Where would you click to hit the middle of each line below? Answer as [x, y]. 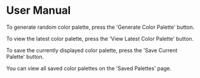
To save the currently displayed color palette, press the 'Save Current [92, 50]
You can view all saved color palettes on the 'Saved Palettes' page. [89, 68]
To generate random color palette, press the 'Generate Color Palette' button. [100, 27]
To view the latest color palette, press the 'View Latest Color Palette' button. [100, 38]
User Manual [38, 10]
